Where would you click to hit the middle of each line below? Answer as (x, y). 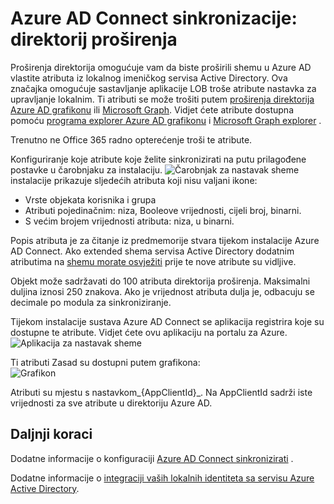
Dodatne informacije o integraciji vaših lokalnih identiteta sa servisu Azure (162, 478)
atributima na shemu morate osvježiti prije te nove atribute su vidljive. (153, 261)
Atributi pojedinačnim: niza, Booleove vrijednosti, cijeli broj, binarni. (163, 210)
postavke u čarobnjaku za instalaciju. (86, 169)
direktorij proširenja (94, 39)
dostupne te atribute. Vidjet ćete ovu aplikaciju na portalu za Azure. (149, 332)
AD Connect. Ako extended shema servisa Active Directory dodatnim (152, 251)
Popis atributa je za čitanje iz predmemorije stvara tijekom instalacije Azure (165, 240)
